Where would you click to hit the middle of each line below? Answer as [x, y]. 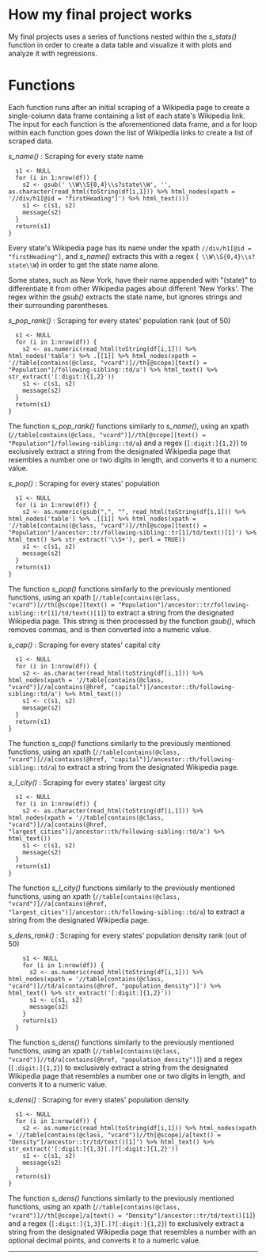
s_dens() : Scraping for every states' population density [99, 1099]
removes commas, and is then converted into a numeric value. [110, 629]
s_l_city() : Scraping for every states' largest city [87, 782]
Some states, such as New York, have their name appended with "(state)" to [132, 280]
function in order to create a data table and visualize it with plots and [120, 44]
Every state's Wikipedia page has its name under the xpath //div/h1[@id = [130, 248]
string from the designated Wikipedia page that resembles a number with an [132, 1231]
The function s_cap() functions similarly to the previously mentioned [120, 743]
